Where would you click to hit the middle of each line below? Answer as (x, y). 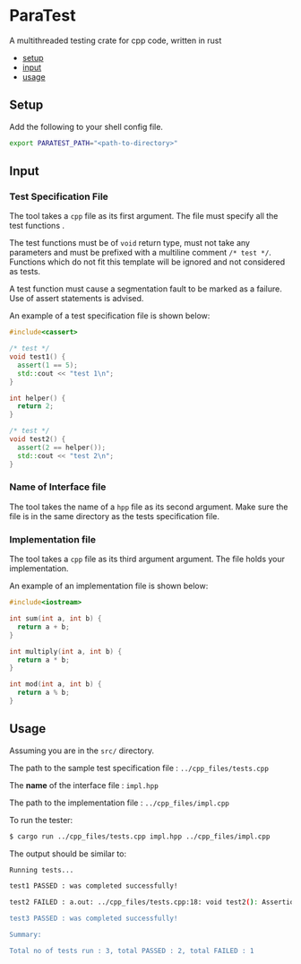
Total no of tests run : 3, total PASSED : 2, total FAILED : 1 (132, 951)
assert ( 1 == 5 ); (47, 365)
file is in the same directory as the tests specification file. (114, 516)
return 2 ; (35, 406)
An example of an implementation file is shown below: (109, 586)
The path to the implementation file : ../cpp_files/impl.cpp (120, 803)
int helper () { (38, 398)
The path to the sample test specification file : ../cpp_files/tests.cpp (139, 768)
